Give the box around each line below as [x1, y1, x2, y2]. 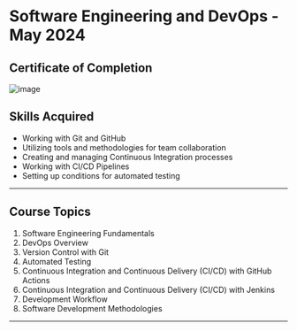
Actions [21, 274, 50, 285]
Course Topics [9, 204, 91, 219]
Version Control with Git [21, 246, 109, 258]
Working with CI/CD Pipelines [21, 161, 130, 172]
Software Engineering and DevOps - [9, 6, 279, 27]
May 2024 [9, 25, 87, 45]
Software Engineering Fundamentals [21, 227, 155, 238]
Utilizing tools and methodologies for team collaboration [21, 142, 227, 152]
